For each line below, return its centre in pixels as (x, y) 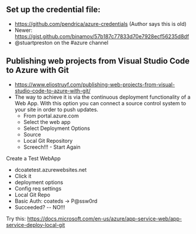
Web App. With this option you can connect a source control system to (100, 103)
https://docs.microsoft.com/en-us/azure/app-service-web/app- (105, 218)
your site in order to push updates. (57, 109)
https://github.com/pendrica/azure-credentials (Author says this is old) (100, 24)
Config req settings (38, 188)
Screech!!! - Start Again (52, 147)
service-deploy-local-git (36, 225)
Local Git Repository (48, 141)
